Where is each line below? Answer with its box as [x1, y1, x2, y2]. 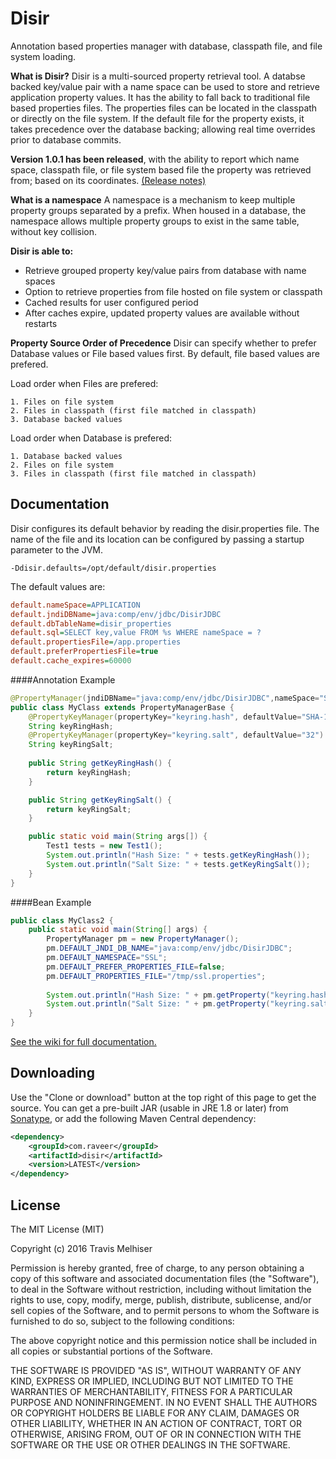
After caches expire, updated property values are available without [24, 307, 300, 319]
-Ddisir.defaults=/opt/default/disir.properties [10, 563, 217, 573]
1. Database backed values [10, 451, 123, 461]
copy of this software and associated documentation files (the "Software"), [10, 1273, 320, 1284]
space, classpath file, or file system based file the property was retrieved [10, 163, 312, 176]
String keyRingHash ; [28, 721, 114, 731]
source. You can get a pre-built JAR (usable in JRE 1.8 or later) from [10, 1102, 289, 1114]
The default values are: [10, 580, 106, 592]
